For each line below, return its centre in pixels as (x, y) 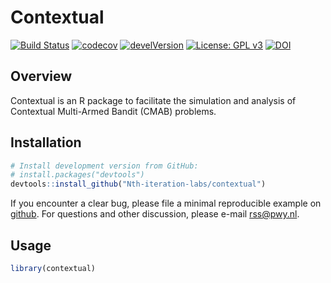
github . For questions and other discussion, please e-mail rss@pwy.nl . (155, 214)
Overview (41, 76)
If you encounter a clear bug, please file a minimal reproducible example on (166, 203)
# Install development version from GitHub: (104, 166)
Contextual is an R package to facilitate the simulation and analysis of (153, 100)
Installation (46, 142)
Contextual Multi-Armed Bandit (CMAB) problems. (113, 111)
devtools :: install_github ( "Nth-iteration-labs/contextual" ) (138, 184)
